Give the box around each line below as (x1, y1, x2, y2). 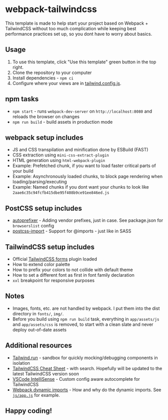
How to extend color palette (12, 262, 70, 267)
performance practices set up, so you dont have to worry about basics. (5, 31, 152, 37)
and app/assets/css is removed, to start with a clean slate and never (12, 321, 154, 327)
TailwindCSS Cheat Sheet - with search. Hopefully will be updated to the (12, 365, 162, 371)
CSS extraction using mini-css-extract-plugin (12, 152, 109, 158)
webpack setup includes (5, 133, 84, 142)
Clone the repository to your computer (12, 69, 92, 75)
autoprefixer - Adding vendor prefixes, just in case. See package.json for (12, 217, 163, 223)
